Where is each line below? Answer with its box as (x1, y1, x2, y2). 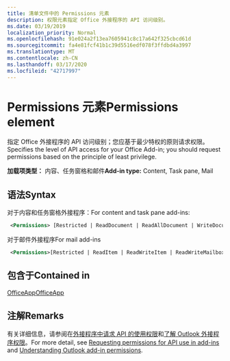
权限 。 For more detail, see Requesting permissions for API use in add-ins (12, 338, 220, 347)
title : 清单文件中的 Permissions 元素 (7, 10, 110, 17)
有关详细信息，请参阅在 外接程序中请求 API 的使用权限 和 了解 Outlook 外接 (7, 329, 214, 338)
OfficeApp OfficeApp (7, 288, 64, 296)
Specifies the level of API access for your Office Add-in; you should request (7, 145, 221, 154)
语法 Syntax (7, 189, 56, 200)
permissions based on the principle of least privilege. (7, 152, 157, 161)
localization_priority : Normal (7, 29, 97, 36)
